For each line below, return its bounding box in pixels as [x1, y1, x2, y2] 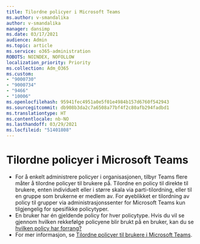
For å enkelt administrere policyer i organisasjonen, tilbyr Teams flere [15, 173, 188, 180]
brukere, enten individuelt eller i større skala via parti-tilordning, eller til [15, 186, 192, 193]
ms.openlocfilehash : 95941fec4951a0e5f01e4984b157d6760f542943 [6, 99, 170, 105]
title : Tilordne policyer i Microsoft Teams [6, 8, 121, 15]
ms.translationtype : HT [6, 110, 67, 116]
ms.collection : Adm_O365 [6, 65, 69, 71]
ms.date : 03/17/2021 [6, 31, 59, 38]
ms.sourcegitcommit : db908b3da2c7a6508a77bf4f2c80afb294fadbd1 [6, 104, 170, 111]
